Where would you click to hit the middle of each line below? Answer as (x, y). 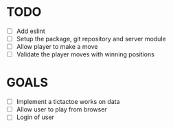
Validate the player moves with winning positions (85, 54)
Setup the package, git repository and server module (91, 39)
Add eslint (31, 31)
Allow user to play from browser (61, 109)
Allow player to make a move (57, 47)
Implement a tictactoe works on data (68, 102)
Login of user (35, 117)
